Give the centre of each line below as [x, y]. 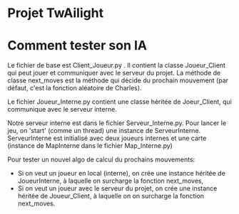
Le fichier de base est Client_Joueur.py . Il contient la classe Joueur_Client [117, 65]
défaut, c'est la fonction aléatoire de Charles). [75, 88]
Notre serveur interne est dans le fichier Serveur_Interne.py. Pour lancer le [117, 123]
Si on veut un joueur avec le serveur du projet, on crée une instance [117, 188]
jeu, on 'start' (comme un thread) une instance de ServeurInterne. [104, 131]
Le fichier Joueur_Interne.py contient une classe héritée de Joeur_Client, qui [119, 102]
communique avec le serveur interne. [62, 109]
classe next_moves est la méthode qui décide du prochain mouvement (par [118, 80]
